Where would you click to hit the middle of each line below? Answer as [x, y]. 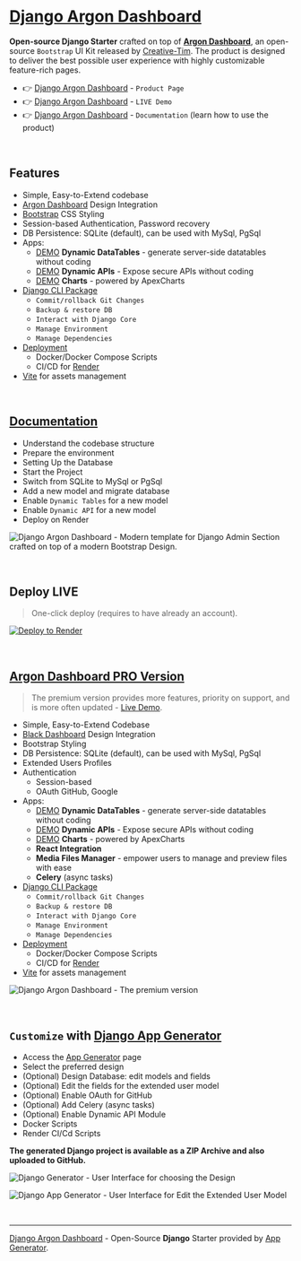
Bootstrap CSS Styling [63, 213]
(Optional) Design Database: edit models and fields [116, 1076]
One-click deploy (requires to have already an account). [134, 613]
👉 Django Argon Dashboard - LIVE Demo [97, 101]
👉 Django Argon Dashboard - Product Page [103, 88]
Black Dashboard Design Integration [89, 735]
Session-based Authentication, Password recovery [116, 223]
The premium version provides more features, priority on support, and [160, 698]
